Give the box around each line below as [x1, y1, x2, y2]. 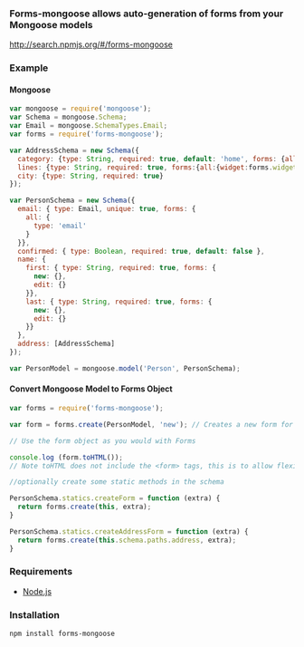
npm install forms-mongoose [9, 629, 116, 639]
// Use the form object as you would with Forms [9, 436, 196, 446]
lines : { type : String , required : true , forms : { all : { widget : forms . [17, 162, 273, 172]
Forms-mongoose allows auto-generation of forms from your [9, 7, 284, 20]
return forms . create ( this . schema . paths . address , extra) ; [17, 536, 237, 545]
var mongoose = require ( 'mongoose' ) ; [9, 104, 152, 113]
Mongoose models [9, 18, 93, 31]
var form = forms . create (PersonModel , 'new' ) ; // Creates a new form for [9, 420, 294, 429]
